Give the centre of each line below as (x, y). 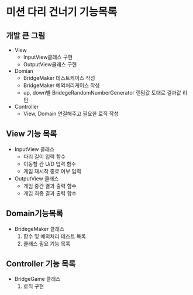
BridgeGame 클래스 (37, 279)
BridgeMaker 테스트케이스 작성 (59, 78)
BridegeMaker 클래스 (39, 229)
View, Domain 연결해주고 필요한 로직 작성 (71, 113)
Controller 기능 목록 (41, 264)
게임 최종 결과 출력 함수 (50, 193)
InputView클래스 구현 (48, 57)
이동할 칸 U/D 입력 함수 (50, 164)
